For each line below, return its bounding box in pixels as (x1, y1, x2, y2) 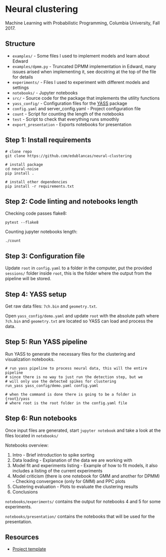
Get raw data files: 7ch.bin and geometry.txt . (5, 303, 98, 309)
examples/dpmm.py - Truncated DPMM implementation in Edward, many (12, 63, 157, 69)
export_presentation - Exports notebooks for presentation (12, 121, 132, 127)
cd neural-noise (5, 166, 39, 171)
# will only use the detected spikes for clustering (5, 379, 116, 384)
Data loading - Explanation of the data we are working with (12, 457, 133, 463)
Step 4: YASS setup (5, 290, 67, 299)
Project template (12, 546, 46, 552)
